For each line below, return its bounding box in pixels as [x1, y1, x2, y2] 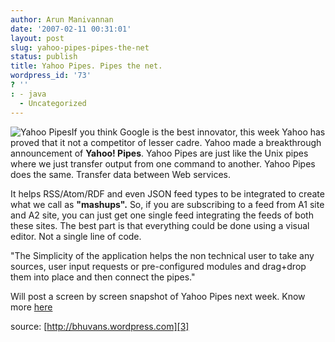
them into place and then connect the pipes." [10, 271, 196, 283]
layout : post [10, 33, 65, 43]
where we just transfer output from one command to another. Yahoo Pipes [10, 157, 316, 170]
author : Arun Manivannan [10, 14, 114, 25]
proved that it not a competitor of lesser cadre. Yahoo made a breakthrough [10, 136, 322, 148]
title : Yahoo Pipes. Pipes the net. [10, 61, 163, 71]
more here [10, 301, 53, 313]
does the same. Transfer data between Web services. [10, 168, 232, 180]
